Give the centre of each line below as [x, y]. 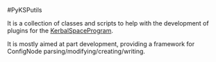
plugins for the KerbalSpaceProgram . [60, 31]
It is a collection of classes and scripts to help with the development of [108, 23]
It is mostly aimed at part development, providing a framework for [101, 44]
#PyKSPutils [25, 10]
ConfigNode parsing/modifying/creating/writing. [76, 51]
